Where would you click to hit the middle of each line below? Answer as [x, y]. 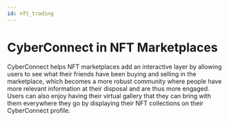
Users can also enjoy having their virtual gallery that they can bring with [109, 96]
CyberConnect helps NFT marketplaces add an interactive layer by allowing [114, 67]
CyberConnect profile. [39, 110]
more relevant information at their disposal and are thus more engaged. [108, 88]
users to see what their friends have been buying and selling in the [102, 74]
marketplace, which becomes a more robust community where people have [114, 81]
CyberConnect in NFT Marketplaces [113, 47]
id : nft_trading [30, 13]
